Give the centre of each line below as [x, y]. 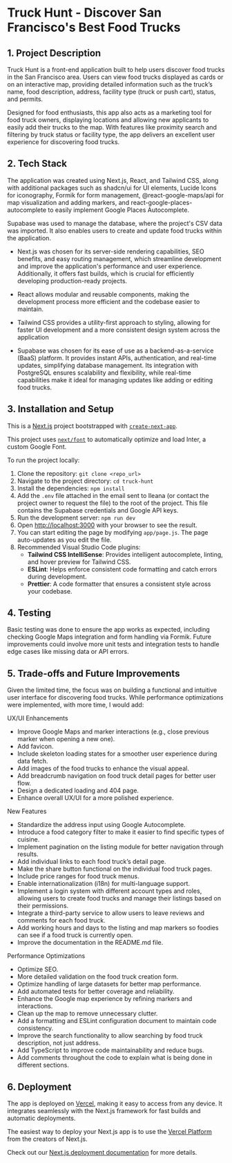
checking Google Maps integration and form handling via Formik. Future [109, 637]
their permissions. [43, 906]
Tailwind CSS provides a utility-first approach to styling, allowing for [114, 322]
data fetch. [32, 761]
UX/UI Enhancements [38, 718]
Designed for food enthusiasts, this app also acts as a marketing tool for [109, 113]
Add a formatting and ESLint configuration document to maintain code [117, 1021]
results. [28, 854]
